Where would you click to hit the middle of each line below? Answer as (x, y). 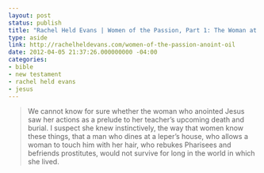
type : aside (28, 38)
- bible (21, 67)
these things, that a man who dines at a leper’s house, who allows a (138, 137)
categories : (28, 60)
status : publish (35, 23)
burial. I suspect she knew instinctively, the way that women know (136, 128)
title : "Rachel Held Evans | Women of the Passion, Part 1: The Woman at (133, 30)
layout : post (30, 15)
